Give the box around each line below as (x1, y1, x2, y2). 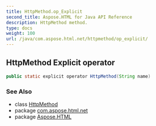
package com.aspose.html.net (14, 107, 88, 114)
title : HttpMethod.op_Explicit (6, 8, 83, 15)
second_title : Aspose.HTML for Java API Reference (6, 14, 133, 20)
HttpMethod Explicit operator (6, 58, 116, 68)
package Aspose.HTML (14, 113, 72, 120)
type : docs (6, 25, 33, 31)
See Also (6, 87, 32, 95)
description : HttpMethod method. (6, 19, 88, 25)
